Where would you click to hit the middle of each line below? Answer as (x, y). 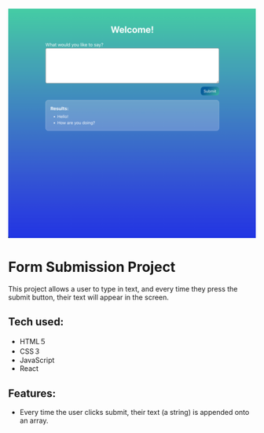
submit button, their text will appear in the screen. (88, 297)
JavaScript (37, 360)
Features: (32, 393)
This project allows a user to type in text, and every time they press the (123, 288)
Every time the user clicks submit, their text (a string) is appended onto (134, 413)
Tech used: (36, 322)
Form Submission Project (92, 267)
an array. (34, 420)
